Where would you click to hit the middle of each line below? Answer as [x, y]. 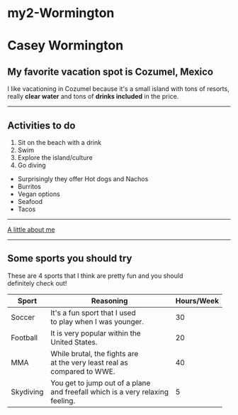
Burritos [29, 187]
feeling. [63, 401]
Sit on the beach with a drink [59, 142]
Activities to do [41, 125]
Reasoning [109, 301]
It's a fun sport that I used [93, 313]
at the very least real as [90, 362]
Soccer [23, 317]
